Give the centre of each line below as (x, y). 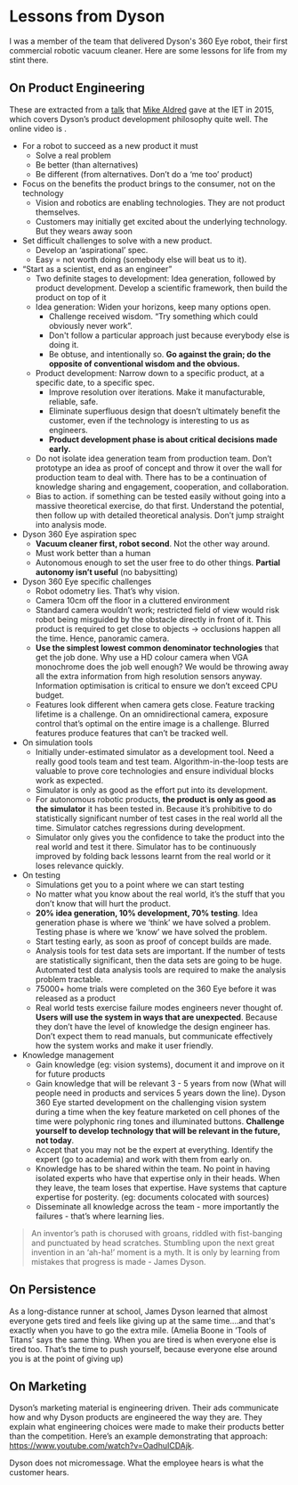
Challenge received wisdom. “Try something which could (153, 316)
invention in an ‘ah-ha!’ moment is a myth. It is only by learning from (155, 1252)
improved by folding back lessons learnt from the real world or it (153, 856)
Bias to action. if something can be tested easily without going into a (161, 496)
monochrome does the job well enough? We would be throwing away (162, 667)
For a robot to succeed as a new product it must (110, 145)
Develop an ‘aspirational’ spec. (92, 250)
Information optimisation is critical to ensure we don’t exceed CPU (157, 685)
